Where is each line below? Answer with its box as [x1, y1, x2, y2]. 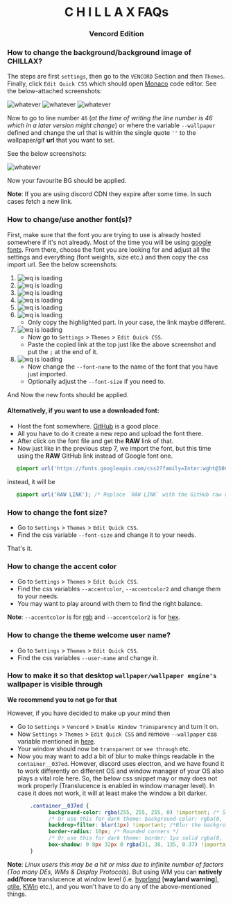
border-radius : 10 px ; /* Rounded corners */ [48, 828, 180, 835]
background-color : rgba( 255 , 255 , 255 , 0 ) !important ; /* [48, 808, 220, 816]
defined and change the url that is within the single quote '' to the [7, 129, 196, 137]
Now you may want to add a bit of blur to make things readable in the [17, 752, 215, 760]
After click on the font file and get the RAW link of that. [17, 436, 174, 445]
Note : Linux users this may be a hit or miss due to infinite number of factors [7, 860, 224, 868]
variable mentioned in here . [17, 737, 96, 745]
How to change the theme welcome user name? [7, 630, 171, 640]
